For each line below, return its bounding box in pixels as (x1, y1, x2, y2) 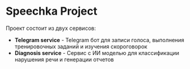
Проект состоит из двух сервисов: (5, 24, 96, 32)
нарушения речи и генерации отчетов (14, 56, 114, 63)
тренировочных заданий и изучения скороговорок (14, 43, 148, 50)
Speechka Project (5, 4, 98, 18)
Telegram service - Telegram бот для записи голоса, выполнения (14, 36, 185, 43)
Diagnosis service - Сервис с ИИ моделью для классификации (14, 49, 180, 56)
